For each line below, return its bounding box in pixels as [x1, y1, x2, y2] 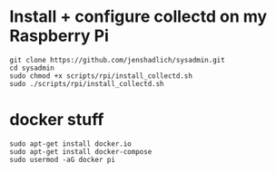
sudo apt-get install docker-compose [9, 147, 153, 156]
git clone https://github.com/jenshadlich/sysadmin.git [9, 55, 225, 64]
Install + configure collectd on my [9, 6, 268, 27]
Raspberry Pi [9, 25, 109, 46]
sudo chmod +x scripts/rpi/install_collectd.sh [9, 71, 193, 81]
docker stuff [9, 110, 104, 130]
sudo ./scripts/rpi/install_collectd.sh [9, 79, 165, 88]
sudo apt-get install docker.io [9, 139, 132, 149]
